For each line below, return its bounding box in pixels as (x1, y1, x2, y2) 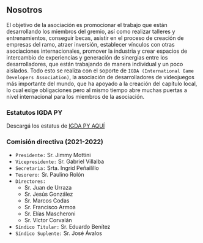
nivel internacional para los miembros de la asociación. (6, 93, 145, 100)
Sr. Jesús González (24, 190, 73, 198)
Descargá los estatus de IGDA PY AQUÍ (6, 122, 105, 129)
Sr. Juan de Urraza (24, 184, 72, 191)
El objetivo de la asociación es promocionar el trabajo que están (6, 21, 168, 28)
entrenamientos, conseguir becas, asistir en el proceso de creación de (6, 34, 184, 42)
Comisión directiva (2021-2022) (6, 137, 104, 146)
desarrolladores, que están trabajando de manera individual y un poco (6, 60, 183, 67)
